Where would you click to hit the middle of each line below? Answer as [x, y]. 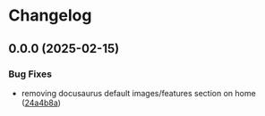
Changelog [50, 16]
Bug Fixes [30, 74]
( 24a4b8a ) [41, 103]
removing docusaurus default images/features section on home [138, 93]
